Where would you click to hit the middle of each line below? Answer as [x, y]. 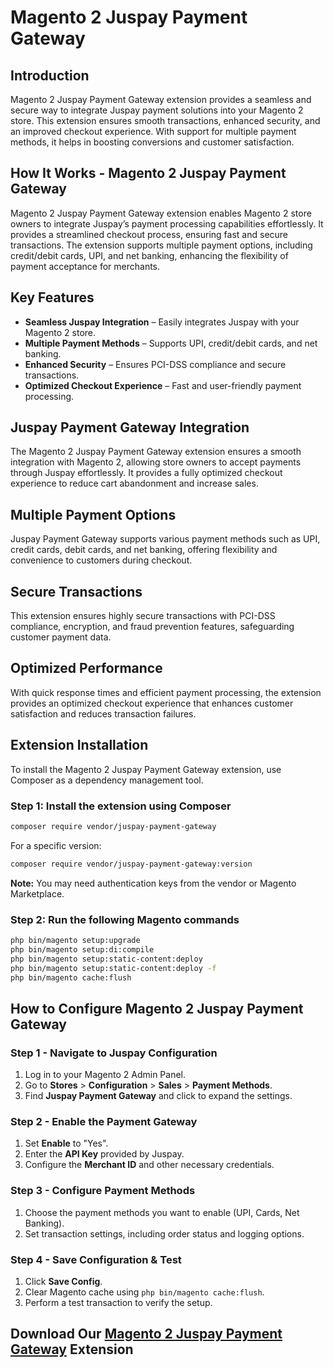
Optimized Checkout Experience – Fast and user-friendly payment [163, 385]
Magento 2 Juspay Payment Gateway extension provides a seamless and [161, 99]
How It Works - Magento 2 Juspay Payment [148, 173]
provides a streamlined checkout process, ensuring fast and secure [149, 234]
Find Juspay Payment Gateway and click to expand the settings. [158, 1096]
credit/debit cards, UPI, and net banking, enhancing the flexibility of [149, 255]
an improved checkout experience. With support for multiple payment [153, 131]
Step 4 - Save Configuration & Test [96, 1259]
